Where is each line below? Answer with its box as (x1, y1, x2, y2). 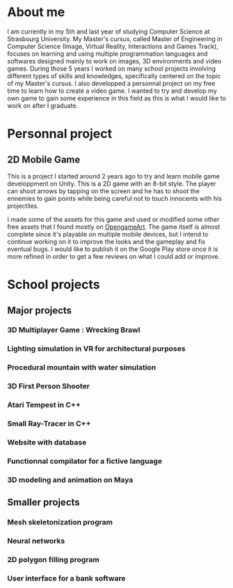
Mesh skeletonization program (7, 518, 113, 527)
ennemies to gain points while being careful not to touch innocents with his (7, 194, 223, 202)
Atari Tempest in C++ (7, 400, 81, 410)
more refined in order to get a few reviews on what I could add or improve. (7, 252, 220, 260)
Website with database (7, 437, 87, 447)
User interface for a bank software (7, 573, 126, 583)
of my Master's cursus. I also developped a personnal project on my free (7, 79, 216, 87)
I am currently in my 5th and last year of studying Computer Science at (7, 27, 210, 36)
